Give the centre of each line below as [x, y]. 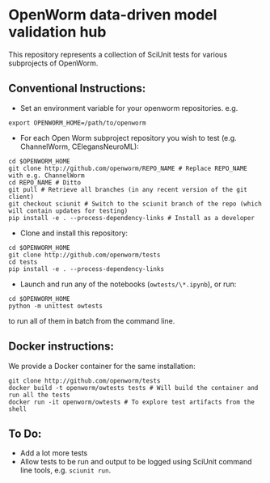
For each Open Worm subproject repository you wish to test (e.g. [128, 138]
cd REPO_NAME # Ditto [45, 182]
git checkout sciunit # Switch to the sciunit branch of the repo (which [135, 204]
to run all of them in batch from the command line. [92, 320]
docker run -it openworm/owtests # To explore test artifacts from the [131, 402]
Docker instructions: [61, 347]
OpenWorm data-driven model [113, 15]
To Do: [25, 433]
